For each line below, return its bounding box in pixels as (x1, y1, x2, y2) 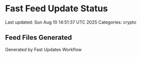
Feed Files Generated (5, 33, 72, 42)
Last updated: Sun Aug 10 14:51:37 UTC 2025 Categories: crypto (5, 19, 137, 25)
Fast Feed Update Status (5, 3, 108, 14)
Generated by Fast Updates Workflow (5, 46, 82, 52)
